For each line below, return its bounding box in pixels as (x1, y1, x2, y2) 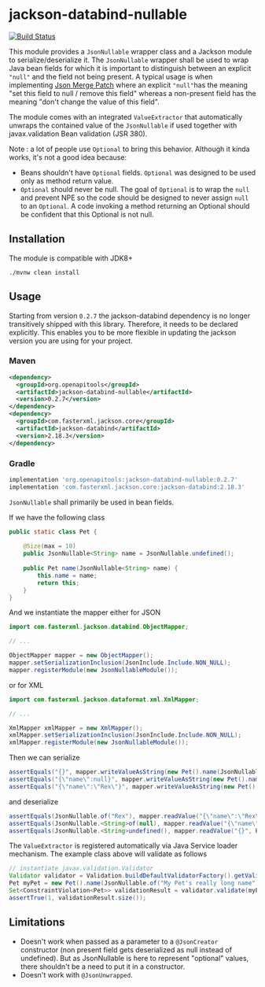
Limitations (9, 915, 65, 930)
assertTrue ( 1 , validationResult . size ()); (9, 893, 147, 902)
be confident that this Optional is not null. (20, 209, 154, 219)
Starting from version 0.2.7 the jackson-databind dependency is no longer (9, 311, 251, 320)
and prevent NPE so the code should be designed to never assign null (20, 193, 249, 202)
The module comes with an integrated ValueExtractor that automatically (9, 112, 243, 121)
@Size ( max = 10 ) (23, 542, 77, 550)
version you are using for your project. (9, 336, 133, 346)
